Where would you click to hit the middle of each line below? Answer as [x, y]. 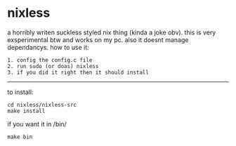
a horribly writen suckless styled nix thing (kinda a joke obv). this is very [112, 32]
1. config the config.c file [50, 60]
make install [26, 111]
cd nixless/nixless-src [42, 105]
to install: [20, 92]
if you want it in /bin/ [37, 124]
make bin [20, 137]
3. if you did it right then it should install [78, 72]
